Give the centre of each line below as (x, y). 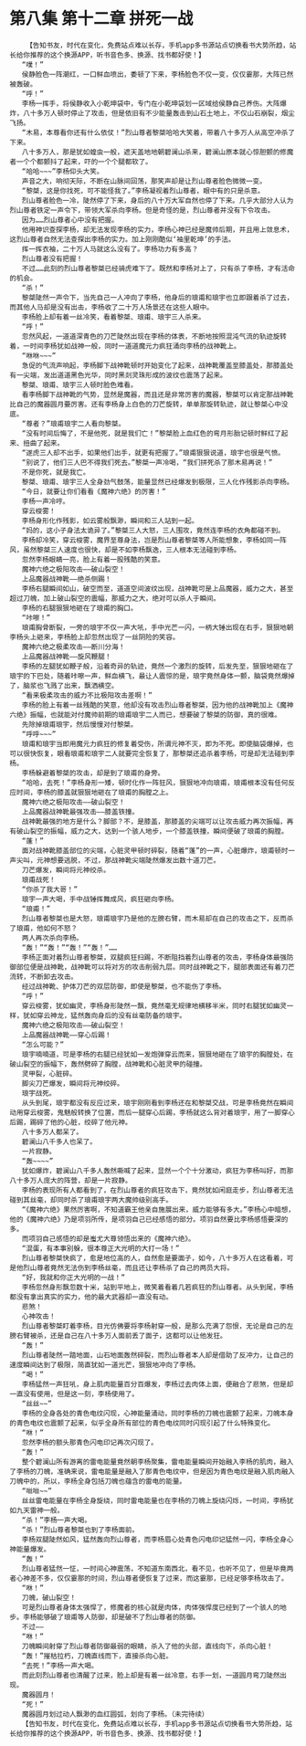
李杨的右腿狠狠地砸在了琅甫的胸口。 (79, 608)
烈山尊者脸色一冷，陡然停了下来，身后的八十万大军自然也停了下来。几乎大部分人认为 (158, 200)
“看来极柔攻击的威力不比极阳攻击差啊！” (87, 695)
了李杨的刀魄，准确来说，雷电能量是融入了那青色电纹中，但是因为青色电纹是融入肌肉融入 (152, 1471)
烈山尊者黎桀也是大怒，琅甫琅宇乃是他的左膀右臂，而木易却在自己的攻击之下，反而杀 (158, 919)
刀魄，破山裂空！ (49, 1598)
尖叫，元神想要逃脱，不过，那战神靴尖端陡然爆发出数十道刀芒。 (118, 860)
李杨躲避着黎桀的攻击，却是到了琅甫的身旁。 (93, 773)
